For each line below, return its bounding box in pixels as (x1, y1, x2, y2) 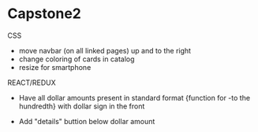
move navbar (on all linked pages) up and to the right (18, 46, 191, 55)
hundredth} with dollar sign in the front (18, 101, 145, 111)
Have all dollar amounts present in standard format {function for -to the (18, 93, 250, 102)
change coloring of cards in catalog (18, 54, 135, 64)
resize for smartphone (18, 62, 92, 71)
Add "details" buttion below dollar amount (18, 116, 155, 126)
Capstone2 (7, 5, 82, 23)
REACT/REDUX (7, 78, 56, 87)
